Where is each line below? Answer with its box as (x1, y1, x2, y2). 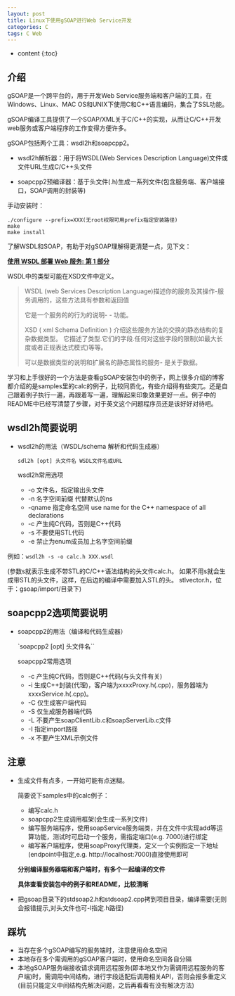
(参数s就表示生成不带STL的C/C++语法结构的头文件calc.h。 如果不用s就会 (7, 567, 220, 575)
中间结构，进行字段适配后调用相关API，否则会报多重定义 (62, 972, 227, 981)
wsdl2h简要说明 (7, 422, 77, 434)
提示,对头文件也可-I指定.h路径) (36, 903, 124, 912)
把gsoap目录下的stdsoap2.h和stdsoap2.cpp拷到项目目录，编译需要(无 (17, 895, 221, 903)
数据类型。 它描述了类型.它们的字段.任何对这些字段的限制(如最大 (30, 335, 217, 343)
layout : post (7, 10, 46, 18)
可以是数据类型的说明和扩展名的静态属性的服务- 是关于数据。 (24, 358, 202, 366)
